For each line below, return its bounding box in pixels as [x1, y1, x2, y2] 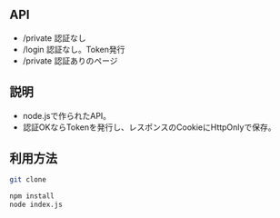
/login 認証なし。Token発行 [22, 44, 125, 54]
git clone [9, 175, 47, 184]
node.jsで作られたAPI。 [22, 110, 112, 121]
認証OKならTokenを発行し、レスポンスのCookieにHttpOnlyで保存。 [22, 122, 276, 133]
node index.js [9, 200, 64, 210]
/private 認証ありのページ [22, 54, 118, 66]
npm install [9, 192, 55, 201]
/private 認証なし [22, 32, 86, 44]
